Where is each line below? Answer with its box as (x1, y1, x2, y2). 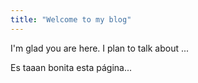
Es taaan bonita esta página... (10, 61, 133, 73)
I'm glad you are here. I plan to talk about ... (10, 42, 190, 54)
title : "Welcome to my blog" (10, 14, 132, 25)
